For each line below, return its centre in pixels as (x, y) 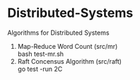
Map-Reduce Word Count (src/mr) (68, 46)
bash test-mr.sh (41, 54)
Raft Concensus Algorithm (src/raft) (70, 61)
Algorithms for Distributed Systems (58, 33)
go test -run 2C (40, 69)
